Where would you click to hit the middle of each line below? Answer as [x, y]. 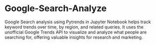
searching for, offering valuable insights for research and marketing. [74, 37]
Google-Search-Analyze [56, 8]
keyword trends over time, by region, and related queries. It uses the [74, 27]
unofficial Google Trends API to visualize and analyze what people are [76, 32]
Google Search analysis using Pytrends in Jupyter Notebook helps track [78, 22]
